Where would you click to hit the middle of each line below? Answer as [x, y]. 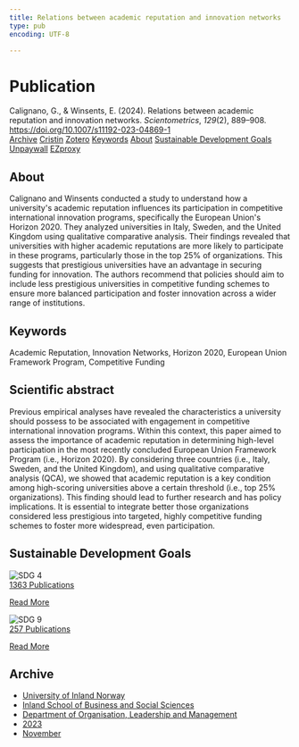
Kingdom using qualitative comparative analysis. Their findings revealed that [150, 237]
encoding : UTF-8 [39, 34]
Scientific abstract [62, 390]
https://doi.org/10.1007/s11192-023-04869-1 [90, 130]
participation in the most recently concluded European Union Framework [143, 449]
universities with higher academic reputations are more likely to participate [146, 246]
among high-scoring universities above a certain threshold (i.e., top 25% [143, 487]
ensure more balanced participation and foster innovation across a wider [143, 294]
